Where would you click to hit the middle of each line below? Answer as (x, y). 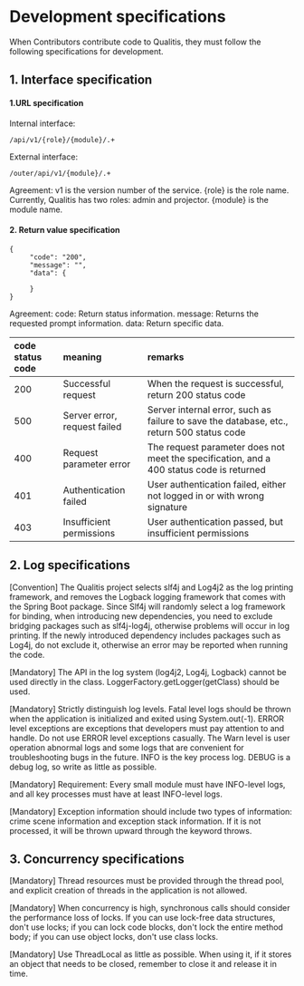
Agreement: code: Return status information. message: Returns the (134, 314)
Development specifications (118, 17)
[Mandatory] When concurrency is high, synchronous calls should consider (150, 908)
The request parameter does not (216, 447)
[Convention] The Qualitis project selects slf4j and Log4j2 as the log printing (152, 587)
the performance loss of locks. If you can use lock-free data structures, (142, 918)
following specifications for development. (87, 51)
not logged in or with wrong (206, 496)
